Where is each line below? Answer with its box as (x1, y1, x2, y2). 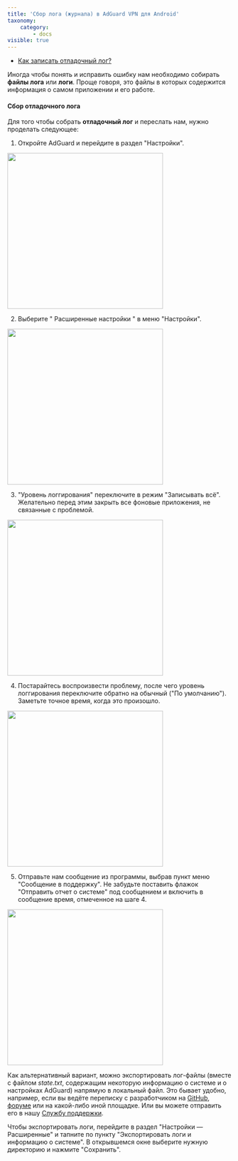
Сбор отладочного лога (7, 101, 80, 110)
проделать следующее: (7, 125, 80, 134)
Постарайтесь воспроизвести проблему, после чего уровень (17, 682, 205, 690)
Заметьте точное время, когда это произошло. (17, 697, 161, 705)
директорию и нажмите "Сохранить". (7, 1145, 121, 1154)
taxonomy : (7, 17, 37, 24)
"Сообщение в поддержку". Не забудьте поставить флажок (17, 880, 199, 889)
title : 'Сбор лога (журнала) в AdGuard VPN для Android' (7, 10, 180, 18)
